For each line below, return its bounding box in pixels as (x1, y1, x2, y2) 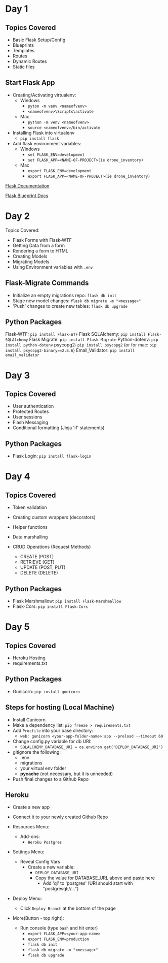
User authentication (12, 403, 54, 409)
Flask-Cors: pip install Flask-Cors (12, 603, 88, 609)
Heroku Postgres (27, 840, 62, 845)
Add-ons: (20, 833, 40, 840)
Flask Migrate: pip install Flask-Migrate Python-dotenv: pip (29, 336, 158, 343)
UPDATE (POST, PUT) (20, 564, 66, 570)
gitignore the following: (12, 749, 61, 755)
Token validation (12, 504, 47, 510)
